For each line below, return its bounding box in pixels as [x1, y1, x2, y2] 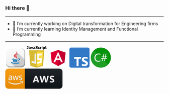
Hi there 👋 [5, 5, 30, 12]
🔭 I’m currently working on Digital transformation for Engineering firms [12, 21, 158, 27]
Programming [12, 31, 41, 37]
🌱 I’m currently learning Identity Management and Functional [12, 26, 138, 32]
